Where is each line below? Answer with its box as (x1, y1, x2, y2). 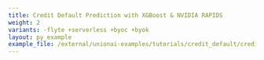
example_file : (8, 41, 55, 48)
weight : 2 (8, 19, 41, 26)
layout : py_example (8, 33, 72, 41)
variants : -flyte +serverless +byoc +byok (8, 26, 149, 34)
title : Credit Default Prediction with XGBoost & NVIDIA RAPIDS (8, 11, 223, 19)
